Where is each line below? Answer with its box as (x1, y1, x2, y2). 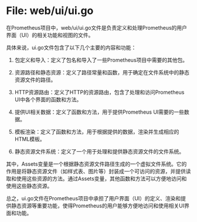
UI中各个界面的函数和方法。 (14, 95, 82, 103)
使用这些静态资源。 (6, 182, 53, 189)
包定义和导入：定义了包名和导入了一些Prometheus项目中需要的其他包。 (14, 56, 188, 63)
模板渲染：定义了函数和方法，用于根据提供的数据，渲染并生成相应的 (14, 128, 179, 135)
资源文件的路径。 (14, 76, 56, 83)
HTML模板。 (14, 135, 45, 142)
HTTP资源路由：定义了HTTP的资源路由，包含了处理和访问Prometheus (14, 88, 185, 95)
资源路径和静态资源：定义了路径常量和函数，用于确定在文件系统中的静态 (14, 69, 189, 76)
